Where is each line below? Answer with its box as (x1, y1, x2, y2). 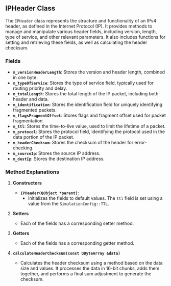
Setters (12, 211, 29, 217)
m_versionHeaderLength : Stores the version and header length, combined (12, 69, 165, 75)
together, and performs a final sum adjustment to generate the (20, 271, 152, 277)
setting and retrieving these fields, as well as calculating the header (5, 39, 148, 45)
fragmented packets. (12, 107, 57, 113)
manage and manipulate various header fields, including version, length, (5, 28, 157, 35)
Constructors (12, 180, 42, 186)
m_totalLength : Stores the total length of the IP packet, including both (12, 91, 159, 97)
